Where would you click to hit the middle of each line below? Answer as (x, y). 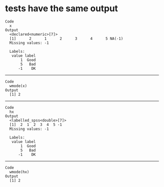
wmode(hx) (19, 172)
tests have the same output (61, 9)
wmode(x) (18, 86)
